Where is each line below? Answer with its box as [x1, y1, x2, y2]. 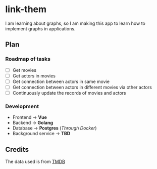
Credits [5, 145, 29, 154]
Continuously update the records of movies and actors [12, 90, 126, 96]
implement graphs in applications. [5, 25, 76, 31]
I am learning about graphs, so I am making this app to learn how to [5, 20, 145, 26]
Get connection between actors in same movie [12, 78, 110, 85]
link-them [5, 4, 47, 15]
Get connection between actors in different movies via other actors [12, 84, 152, 90]
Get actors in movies [12, 72, 56, 79]
